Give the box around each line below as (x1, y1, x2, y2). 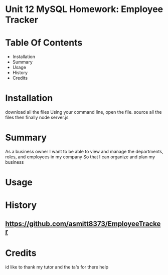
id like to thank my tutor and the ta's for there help (5, 264, 109, 270)
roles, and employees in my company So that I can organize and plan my (5, 154, 155, 160)
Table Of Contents (5, 37, 83, 49)
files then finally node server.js (5, 114, 69, 121)
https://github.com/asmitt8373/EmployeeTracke (5, 219, 161, 228)
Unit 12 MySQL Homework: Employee (5, 4, 163, 15)
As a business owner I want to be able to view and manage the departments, (5, 149, 163, 154)
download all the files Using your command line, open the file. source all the (5, 109, 162, 115)
